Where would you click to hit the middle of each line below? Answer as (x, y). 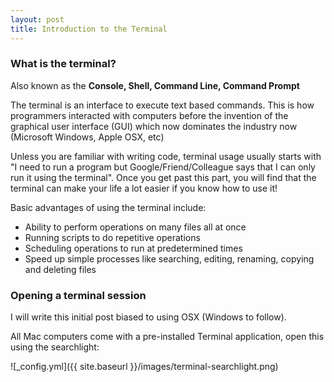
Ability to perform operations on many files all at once (135, 227)
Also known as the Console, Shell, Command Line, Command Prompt (155, 85)
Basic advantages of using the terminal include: (108, 207)
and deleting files (60, 269)
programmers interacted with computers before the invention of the (149, 115)
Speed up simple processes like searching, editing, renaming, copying (169, 258)
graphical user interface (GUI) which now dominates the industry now (154, 126)
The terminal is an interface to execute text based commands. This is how (162, 105)
